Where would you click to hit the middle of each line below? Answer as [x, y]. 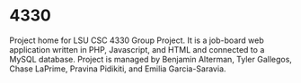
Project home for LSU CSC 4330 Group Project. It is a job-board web [137, 40]
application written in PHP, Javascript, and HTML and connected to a [137, 49]
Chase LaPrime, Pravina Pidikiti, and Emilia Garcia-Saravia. [118, 69]
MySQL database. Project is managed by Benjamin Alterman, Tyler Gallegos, [150, 59]
